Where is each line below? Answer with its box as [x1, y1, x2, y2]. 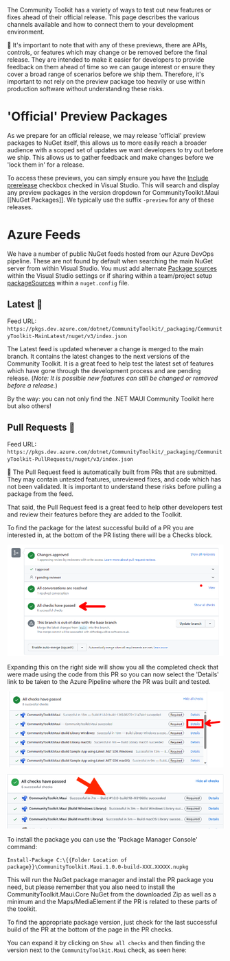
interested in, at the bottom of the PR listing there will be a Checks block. [7, 531, 213, 539]
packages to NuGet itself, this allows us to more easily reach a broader [7, 139, 207, 147]
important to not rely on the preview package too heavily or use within [7, 78, 205, 85]
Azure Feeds [7, 227, 81, 243]
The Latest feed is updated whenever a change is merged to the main [7, 344, 204, 353]
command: [7, 843, 38, 851]
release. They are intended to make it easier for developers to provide [7, 56, 205, 64]
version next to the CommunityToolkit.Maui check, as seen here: [7, 946, 187, 954]
